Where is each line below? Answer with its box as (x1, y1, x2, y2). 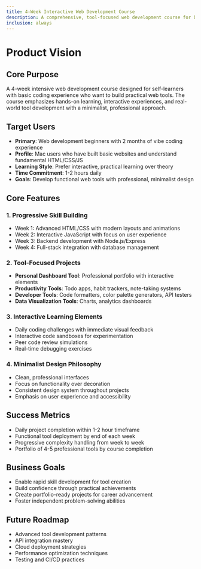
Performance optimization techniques (14, 550, 108, 557)
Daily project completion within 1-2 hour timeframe (14, 426, 140, 433)
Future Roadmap (6, 515, 69, 525)
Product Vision (6, 45, 82, 59)
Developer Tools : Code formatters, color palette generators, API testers (14, 291, 192, 299)
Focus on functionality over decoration (14, 380, 111, 387)
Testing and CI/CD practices (14, 556, 85, 563)
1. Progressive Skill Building (6, 211, 88, 219)
